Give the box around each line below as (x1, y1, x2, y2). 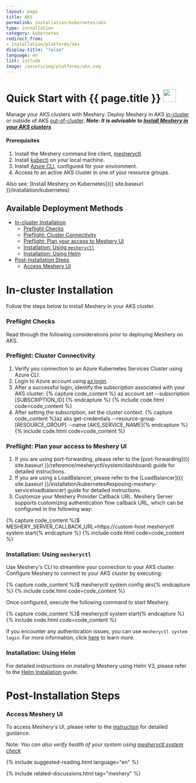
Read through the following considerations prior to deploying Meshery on (6, 330, 184, 338)
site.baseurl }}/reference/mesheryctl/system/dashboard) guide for (14, 462, 175, 469)
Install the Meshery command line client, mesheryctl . (14, 150, 143, 157)
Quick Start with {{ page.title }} (6, 92, 161, 105)
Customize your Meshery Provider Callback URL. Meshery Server (14, 493, 173, 500)
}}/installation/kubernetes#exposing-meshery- (44, 480, 157, 488)
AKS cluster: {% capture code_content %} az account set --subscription (14, 390, 190, 397)
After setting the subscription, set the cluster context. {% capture (14, 409, 173, 416)
